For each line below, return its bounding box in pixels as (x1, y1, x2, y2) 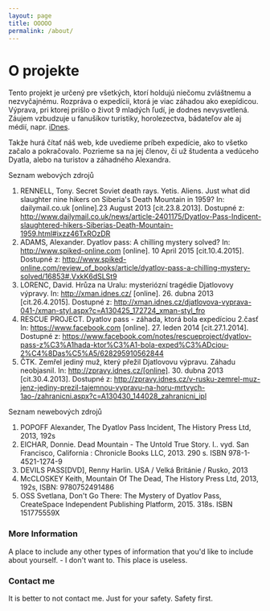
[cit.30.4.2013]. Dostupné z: (19, 374, 112, 384)
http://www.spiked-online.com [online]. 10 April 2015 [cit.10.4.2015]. (19, 246, 244, 256)
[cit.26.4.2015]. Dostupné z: (19, 297, 112, 307)
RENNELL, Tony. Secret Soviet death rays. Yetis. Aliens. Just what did (19, 186, 251, 196)
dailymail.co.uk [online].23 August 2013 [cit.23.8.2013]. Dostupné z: (19, 203, 245, 213)
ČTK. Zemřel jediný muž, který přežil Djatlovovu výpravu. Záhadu (19, 357, 235, 367)
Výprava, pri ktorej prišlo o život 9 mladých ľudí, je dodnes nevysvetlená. (8, 105, 250, 115)
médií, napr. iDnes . (8, 122, 71, 132)
